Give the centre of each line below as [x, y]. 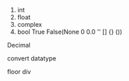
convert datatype [32, 58]
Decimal [19, 45]
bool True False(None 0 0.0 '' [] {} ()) [70, 32]
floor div [19, 72]
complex [29, 24]
